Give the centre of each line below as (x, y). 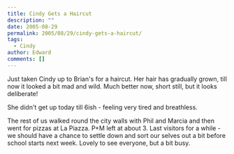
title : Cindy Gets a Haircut (50, 14)
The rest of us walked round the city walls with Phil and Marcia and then (111, 121)
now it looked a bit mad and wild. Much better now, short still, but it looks (112, 86)
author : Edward (29, 53)
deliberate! (23, 93)
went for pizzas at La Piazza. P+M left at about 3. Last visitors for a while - (114, 128)
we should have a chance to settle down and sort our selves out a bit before (116, 135)
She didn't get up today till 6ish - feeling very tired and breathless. (102, 107)
